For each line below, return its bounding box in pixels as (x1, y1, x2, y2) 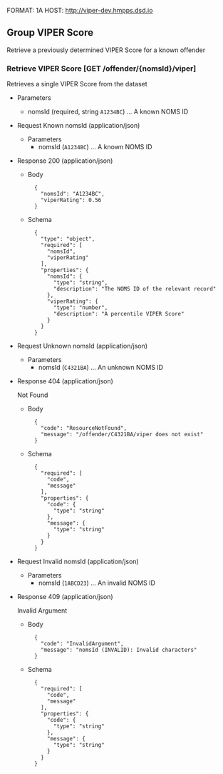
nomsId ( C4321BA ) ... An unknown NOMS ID (38, 363, 164, 372)
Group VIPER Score (6, 26, 94, 39)
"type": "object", (41, 236, 95, 243)
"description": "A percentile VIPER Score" (53, 311, 185, 318)
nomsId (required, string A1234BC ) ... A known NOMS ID (27, 107, 189, 116)
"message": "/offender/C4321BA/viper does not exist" (41, 431, 204, 438)
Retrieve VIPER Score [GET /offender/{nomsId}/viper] (6, 64, 197, 74)
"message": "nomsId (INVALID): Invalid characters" (41, 646, 197, 654)
